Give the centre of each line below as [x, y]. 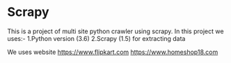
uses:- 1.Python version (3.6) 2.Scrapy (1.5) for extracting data [96, 38]
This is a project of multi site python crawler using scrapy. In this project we [115, 31]
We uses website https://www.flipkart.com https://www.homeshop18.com [113, 52]
